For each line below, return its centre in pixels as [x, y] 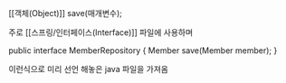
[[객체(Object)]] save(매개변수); [66, 13]
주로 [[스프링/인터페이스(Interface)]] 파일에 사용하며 [101, 32]
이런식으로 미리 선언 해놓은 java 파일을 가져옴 [89, 69]
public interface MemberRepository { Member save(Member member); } [143, 51]
